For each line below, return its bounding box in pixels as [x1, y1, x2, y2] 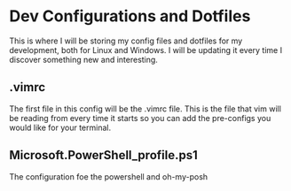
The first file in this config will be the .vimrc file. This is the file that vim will [9, 103, 282, 114]
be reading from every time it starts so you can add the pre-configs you [9, 112, 271, 123]
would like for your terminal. [9, 122, 112, 133]
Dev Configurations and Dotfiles [9, 6, 251, 27]
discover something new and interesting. [9, 54, 158, 65]
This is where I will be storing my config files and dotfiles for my [9, 35, 243, 46]
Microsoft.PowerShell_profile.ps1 [9, 148, 198, 163]
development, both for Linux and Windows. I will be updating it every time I [9, 44, 282, 55]
